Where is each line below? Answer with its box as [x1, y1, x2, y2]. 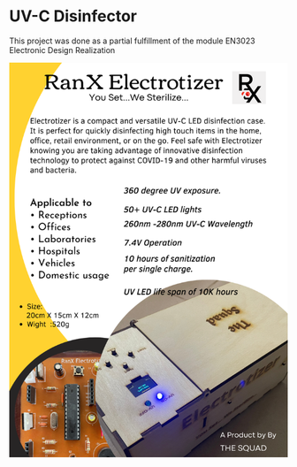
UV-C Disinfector [9, 6, 137, 27]
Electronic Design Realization [9, 44, 116, 55]
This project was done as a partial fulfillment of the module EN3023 [9, 35, 255, 46]
